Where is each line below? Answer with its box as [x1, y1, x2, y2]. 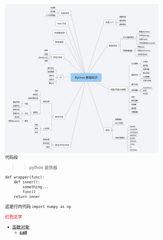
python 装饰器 [29, 164, 57, 170]
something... [22, 184, 49, 189]
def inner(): [14, 179, 40, 185]
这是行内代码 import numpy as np [5, 203, 72, 209]
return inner [14, 194, 40, 199]
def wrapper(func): [5, 174, 45, 180]
